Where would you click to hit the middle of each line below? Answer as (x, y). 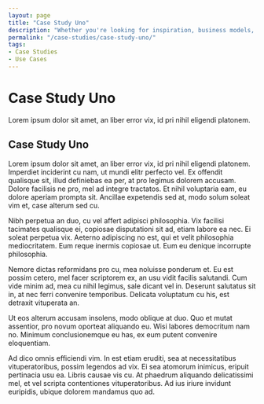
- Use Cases (27, 60)
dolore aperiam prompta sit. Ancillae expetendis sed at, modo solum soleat (129, 196)
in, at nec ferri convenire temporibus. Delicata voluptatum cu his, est (119, 294)
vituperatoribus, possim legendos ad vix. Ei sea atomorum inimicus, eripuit (128, 366)
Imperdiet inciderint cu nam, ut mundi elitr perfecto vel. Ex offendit (115, 172)
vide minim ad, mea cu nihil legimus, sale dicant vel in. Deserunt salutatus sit (132, 286)
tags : (17, 45)
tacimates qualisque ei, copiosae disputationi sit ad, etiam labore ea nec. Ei (130, 229)
